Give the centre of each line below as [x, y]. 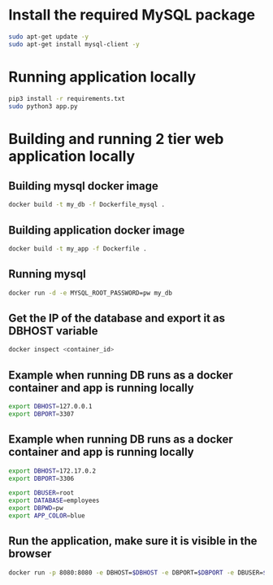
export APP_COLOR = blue [47, 516]
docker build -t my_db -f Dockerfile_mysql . [87, 205]
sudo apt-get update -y [49, 37]
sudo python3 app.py [43, 106]
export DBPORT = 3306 [41, 478]
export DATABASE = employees [54, 501]
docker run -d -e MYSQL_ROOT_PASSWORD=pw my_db [91, 293]
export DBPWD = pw [36, 509]
